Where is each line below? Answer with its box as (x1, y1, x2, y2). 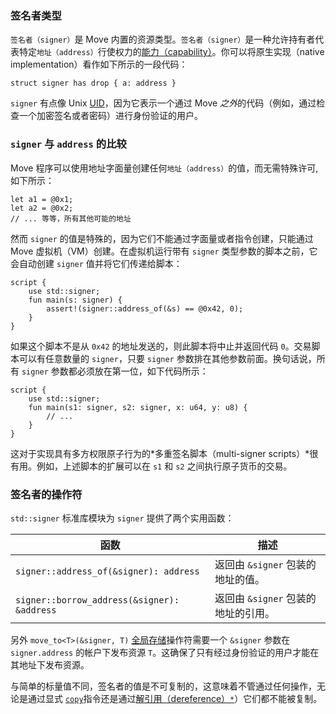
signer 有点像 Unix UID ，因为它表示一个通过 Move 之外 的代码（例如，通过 (10, 97, 317, 109)
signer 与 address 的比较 (10, 137, 127, 151)
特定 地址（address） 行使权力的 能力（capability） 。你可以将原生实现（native (18, 46, 325, 58)
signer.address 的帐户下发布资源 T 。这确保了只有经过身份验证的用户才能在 (10, 646, 320, 658)
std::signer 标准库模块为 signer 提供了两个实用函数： (10, 512, 235, 524)
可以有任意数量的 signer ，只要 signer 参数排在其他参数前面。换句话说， (18, 352, 317, 364)
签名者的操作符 (10, 487, 83, 501)
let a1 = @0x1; (10, 194, 74, 204)
